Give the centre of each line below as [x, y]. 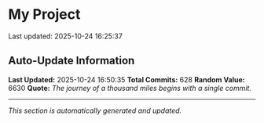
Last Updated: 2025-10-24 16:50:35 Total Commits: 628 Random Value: [126, 79]
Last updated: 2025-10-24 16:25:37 [66, 36]
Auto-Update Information [71, 61]
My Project [44, 14]
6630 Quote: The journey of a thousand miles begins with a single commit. [130, 88]
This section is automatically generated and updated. [95, 110]
